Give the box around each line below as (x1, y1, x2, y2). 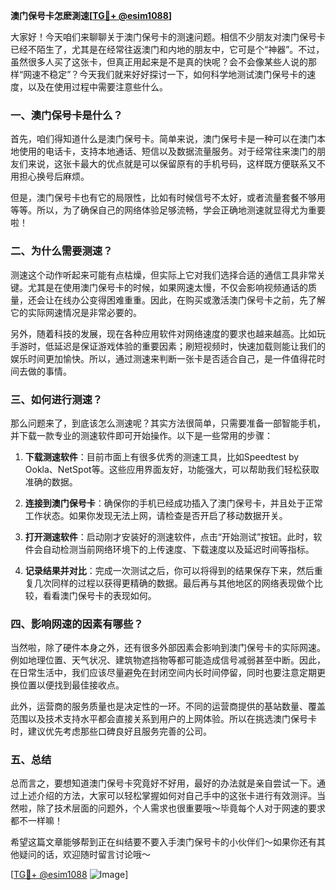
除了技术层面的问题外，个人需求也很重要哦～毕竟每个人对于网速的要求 (36, 802, 326, 814)
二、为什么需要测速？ (10, 244, 113, 258)
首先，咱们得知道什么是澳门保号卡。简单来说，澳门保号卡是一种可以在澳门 (10, 133, 317, 145)
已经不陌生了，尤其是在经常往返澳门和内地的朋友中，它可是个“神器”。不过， (10, 44, 325, 55)
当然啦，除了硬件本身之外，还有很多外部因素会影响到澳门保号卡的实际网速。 (10, 642, 326, 654)
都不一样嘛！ (10, 815, 63, 827)
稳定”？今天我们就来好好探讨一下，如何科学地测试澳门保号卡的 (49, 69, 308, 80)
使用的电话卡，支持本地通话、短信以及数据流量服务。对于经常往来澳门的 (18, 145, 317, 158)
